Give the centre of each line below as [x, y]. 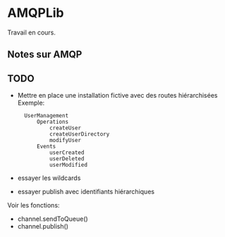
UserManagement [47, 116]
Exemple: [31, 103]
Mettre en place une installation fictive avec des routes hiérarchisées [117, 96]
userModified [68, 165]
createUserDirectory [79, 134]
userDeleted [67, 159]
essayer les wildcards [49, 178]
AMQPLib [36, 13]
